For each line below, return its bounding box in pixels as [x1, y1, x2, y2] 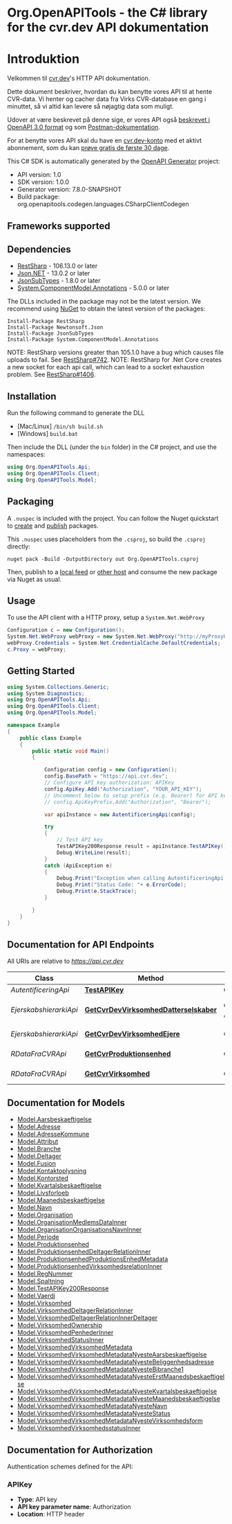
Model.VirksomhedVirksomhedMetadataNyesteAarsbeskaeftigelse [17, 1350, 207, 1359]
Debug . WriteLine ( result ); [56, 849, 131, 856]
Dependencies [7, 244, 71, 255]
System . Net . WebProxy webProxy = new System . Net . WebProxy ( [7, 633, 177, 641]
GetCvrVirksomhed [84, 1069, 151, 1078]
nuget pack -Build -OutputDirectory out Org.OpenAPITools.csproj [7, 556, 199, 562]
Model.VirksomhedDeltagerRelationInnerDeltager [17, 1314, 158, 1322]
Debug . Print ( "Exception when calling [56, 875, 166, 882]
